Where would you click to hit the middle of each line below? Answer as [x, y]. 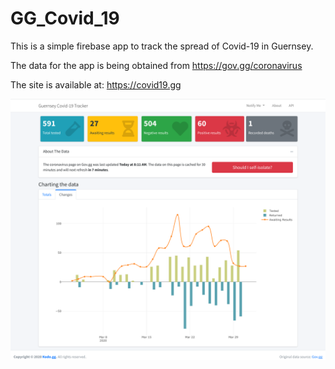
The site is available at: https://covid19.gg [96, 84]
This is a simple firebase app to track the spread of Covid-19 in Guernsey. [162, 46]
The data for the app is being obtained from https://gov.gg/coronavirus [156, 65]
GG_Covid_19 [65, 18]
